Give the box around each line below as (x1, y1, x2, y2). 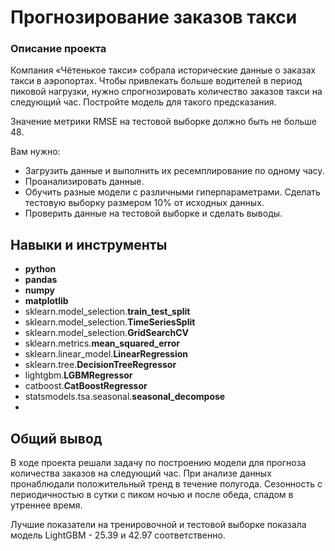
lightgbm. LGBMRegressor (24, 369, 133, 381)
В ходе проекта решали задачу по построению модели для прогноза (10, 457, 307, 469)
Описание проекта (10, 42, 107, 56)
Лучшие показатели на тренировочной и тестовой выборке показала (10, 519, 307, 531)
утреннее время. (10, 499, 83, 511)
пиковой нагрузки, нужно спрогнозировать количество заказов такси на (10, 86, 323, 98)
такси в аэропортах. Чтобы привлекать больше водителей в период (10, 75, 303, 87)
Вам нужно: (10, 146, 61, 158)
